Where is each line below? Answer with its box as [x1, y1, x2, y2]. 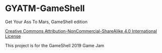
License [5, 33, 21, 39]
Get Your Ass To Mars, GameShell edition [5, 19, 88, 25]
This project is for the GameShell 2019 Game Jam [5, 42, 105, 48]
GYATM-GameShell [5, 3, 85, 14]
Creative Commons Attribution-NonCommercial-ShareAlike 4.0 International [5, 28, 157, 34]
